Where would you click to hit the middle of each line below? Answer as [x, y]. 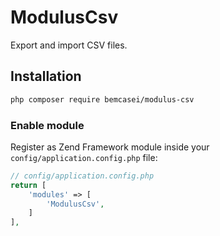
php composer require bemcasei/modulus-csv [102, 99]
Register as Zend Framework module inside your [110, 147]
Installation [46, 76]
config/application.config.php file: [84, 157]
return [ [28, 185]
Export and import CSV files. [69, 45]
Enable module [47, 125]
